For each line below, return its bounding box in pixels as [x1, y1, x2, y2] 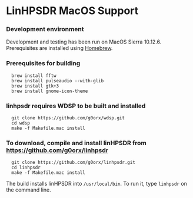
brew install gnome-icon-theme [11, 88, 88, 94]
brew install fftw [11, 72, 57, 79]
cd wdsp [11, 120, 31, 126]
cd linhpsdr [11, 165, 41, 171]
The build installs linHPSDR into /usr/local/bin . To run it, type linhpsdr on [6, 180, 187, 187]
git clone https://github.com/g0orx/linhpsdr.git [11, 160, 135, 166]
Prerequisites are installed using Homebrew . [6, 45, 113, 52]
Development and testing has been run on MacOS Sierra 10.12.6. [6, 38, 162, 45]
